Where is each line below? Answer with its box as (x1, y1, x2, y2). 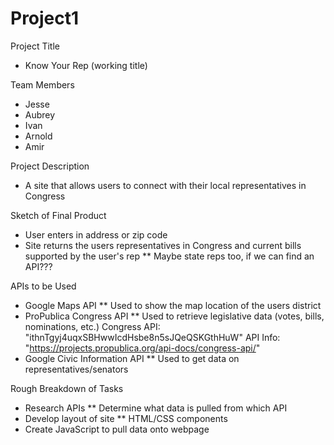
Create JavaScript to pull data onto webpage (24, 423, 210, 435)
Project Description (10, 160, 90, 172)
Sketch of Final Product (10, 209, 107, 221)
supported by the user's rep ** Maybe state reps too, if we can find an (24, 250, 315, 262)
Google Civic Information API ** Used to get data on (24, 352, 240, 364)
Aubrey (24, 108, 56, 121)
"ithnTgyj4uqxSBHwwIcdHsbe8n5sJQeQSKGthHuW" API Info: (24, 331, 281, 343)
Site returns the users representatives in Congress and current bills (24, 239, 302, 251)
